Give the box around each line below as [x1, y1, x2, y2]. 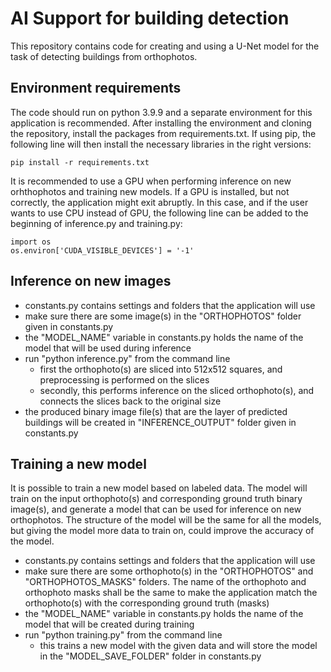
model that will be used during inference [24, 342, 192, 354]
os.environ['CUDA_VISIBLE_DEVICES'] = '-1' [10, 245, 195, 256]
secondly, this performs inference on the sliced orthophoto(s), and [39, 384, 315, 396]
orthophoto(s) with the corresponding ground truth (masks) [24, 597, 270, 609]
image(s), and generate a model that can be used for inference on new [10, 503, 302, 516]
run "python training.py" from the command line [24, 629, 223, 641]
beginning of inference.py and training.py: [10, 217, 183, 229]
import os [10, 237, 52, 247]
